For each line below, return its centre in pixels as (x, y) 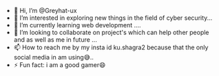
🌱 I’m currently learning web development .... (77, 25)
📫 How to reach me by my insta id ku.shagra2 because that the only (111, 47)
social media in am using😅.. (54, 57)
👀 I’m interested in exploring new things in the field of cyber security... (113, 18)
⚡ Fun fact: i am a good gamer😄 (60, 65)
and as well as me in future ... (55, 40)
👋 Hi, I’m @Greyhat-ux (45, 11)
